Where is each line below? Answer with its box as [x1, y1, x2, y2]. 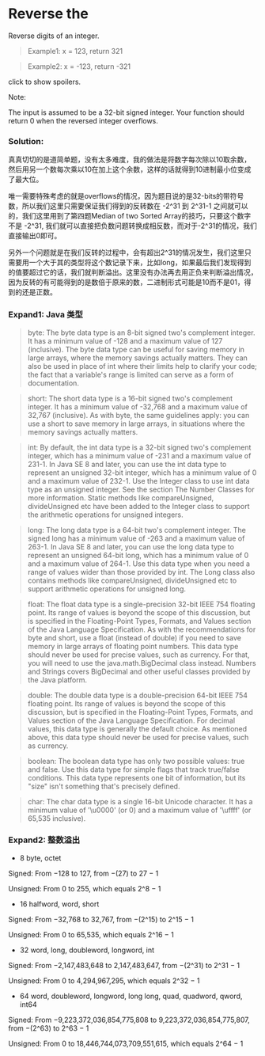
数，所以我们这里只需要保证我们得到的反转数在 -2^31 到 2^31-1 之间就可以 [8, 201, 248, 211]
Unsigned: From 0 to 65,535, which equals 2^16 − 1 [8, 929, 174, 939]
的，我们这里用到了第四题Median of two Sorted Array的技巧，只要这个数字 [8, 211, 252, 221]
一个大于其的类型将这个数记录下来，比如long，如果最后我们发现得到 [28, 258, 252, 268]
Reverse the [8, 5, 89, 23]
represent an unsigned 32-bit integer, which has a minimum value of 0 [27, 468, 257, 477]
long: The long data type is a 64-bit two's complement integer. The [27, 525, 247, 534]
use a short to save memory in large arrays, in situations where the [27, 419, 245, 428]
